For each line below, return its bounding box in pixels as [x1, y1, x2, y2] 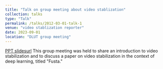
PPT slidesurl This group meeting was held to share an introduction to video [5, 47, 158, 54]
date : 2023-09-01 [5, 30, 41, 35]
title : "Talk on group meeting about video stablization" [5, 7, 126, 12]
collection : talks [5, 12, 43, 17]
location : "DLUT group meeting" [5, 35, 71, 40]
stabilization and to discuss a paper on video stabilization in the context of [5, 53, 155, 59]
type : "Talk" [5, 16, 32, 21]
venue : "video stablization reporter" [5, 25, 84, 30]
